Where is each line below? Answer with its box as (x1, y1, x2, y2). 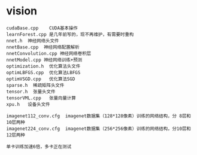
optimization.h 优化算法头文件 (6, 63, 81, 69)
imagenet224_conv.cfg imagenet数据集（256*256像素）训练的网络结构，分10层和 (6, 126, 192, 132)
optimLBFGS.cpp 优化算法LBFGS (6, 69, 81, 75)
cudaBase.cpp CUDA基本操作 (6, 25, 78, 31)
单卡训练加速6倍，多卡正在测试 (6, 144, 72, 150)
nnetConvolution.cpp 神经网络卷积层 (6, 50, 92, 56)
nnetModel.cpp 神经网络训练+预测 (6, 57, 83, 63)
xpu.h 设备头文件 (6, 101, 50, 107)
